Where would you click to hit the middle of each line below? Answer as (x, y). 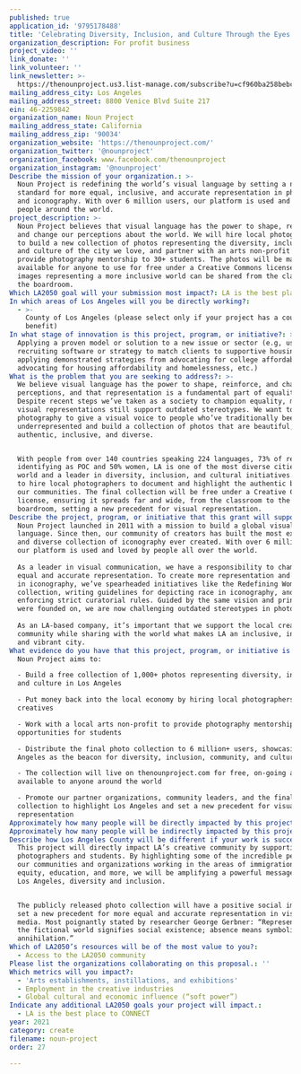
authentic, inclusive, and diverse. (86, 435)
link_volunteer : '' (46, 68)
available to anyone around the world (90, 781)
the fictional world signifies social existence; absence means (140, 930)
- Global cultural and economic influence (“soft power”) (128, 997)
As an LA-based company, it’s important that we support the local (146, 625)
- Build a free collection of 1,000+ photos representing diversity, (150, 675)
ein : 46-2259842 (39, 109)
